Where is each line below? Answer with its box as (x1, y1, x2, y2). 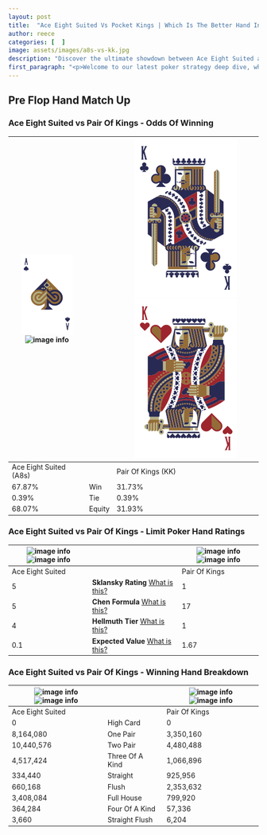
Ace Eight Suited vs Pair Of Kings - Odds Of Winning (8, 118, 215, 129)
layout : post (8, 13, 52, 21)
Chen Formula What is (91, 597, 167, 607)
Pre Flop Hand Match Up (8, 94, 131, 107)
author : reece (8, 29, 56, 37)
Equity (88, 504, 110, 513)
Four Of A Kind (106, 804, 156, 814)
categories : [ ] (8, 38, 66, 46)
